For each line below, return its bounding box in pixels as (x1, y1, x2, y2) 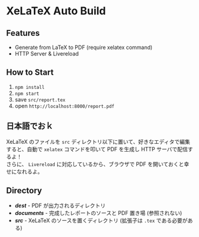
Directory (6, 186, 42, 196)
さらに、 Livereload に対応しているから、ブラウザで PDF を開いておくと (6, 160, 184, 168)
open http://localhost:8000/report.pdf (14, 102, 115, 109)
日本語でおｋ (6, 121, 54, 131)
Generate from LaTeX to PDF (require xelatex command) (14, 44, 153, 51)
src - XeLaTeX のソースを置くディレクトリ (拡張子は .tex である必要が (14, 217, 188, 224)
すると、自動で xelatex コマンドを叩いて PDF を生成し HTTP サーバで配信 (6, 145, 188, 153)
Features (6, 28, 40, 38)
